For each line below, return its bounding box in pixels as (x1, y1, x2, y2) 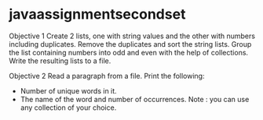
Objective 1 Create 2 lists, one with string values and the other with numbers (9, 31, 256, 41)
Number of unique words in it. (20, 86, 117, 95)
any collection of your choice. (20, 103, 117, 112)
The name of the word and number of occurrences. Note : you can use (20, 94, 250, 104)
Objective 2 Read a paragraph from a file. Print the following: (9, 71, 205, 80)
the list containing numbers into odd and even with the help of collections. (9, 48, 249, 57)
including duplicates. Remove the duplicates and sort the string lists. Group (9, 39, 252, 48)
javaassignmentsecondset (9, 5, 186, 23)
